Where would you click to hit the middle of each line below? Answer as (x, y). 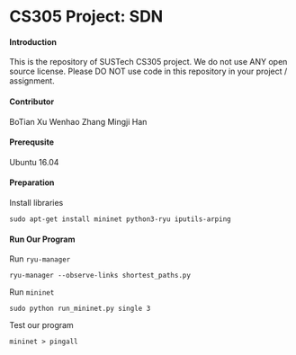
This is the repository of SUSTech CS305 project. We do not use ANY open (148, 62)
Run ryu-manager (40, 259)
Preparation (32, 182)
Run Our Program (42, 239)
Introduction (33, 41)
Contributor (32, 102)
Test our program (41, 325)
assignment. (32, 81)
